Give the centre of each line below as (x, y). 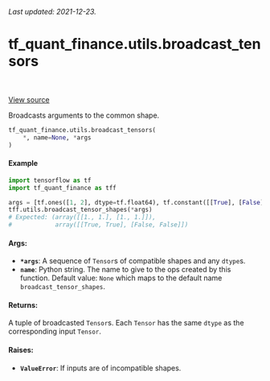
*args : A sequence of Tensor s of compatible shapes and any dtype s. (133, 261)
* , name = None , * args (57, 137)
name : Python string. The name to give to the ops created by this (125, 270)
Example (23, 164)
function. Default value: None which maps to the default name (121, 278)
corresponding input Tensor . (55, 331)
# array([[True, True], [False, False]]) (98, 225)
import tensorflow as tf (50, 180)
